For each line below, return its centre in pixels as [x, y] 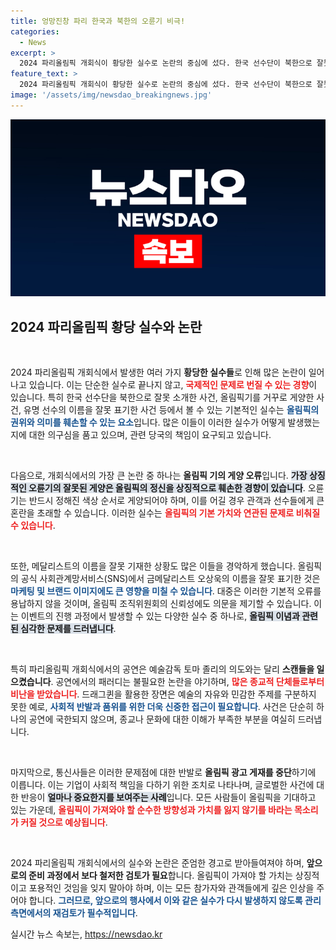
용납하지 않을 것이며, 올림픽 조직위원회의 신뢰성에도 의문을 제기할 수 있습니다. [161, 604]
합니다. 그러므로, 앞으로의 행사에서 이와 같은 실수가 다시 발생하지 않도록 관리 [175, 901]
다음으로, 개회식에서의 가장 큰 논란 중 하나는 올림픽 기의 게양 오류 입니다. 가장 [159, 476]
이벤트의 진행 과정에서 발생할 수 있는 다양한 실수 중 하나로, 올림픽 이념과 [160, 616]
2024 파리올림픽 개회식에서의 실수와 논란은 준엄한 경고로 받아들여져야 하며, [157, 863]
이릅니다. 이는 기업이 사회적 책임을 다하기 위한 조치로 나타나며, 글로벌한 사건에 [162, 785]
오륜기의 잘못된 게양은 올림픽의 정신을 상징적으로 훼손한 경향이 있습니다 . [167, 488]
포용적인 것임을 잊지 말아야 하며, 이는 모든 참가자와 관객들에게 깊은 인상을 [171, 888]
